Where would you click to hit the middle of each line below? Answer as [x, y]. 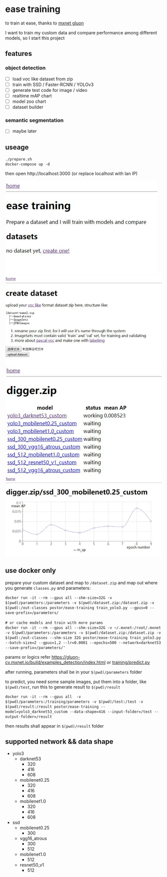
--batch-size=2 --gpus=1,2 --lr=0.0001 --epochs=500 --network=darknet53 [83, 643]
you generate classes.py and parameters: [48, 588]
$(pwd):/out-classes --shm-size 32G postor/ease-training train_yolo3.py [83, 638]
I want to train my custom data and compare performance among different [81, 32]
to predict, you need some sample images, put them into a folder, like [76, 681]
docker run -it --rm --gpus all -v [43, 697]
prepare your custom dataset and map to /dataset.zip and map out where [82, 582]
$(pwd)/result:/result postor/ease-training [52, 707]
